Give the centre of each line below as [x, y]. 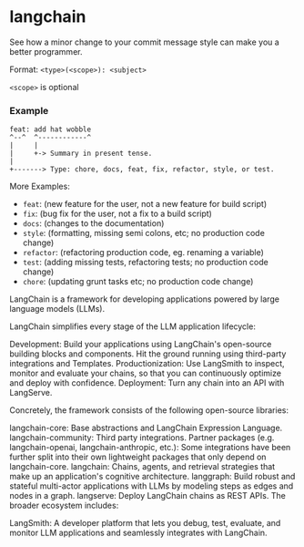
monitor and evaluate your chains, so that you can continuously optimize [146, 373]
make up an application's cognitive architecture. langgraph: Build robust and [152, 477]
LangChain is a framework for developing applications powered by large [145, 299]
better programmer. [46, 51]
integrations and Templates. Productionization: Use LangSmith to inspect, [147, 364]
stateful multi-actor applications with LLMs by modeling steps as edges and [152, 486]
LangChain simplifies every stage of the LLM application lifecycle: [133, 326]
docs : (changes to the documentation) [93, 223]
